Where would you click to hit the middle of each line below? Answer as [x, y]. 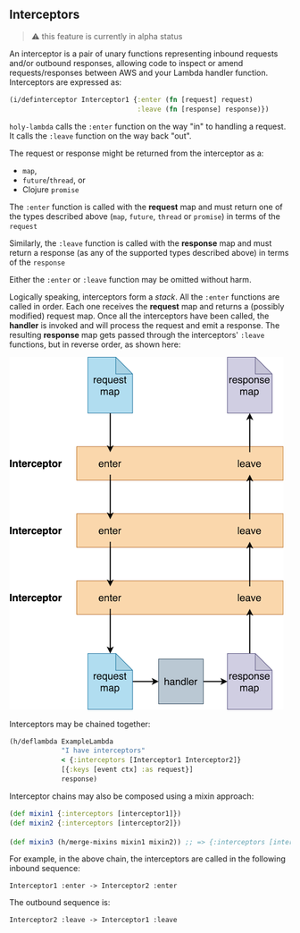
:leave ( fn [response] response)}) [203, 109]
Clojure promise [50, 189]
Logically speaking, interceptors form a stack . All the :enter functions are [145, 297]
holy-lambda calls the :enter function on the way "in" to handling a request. [148, 126]
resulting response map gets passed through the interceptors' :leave [137, 335]
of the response [37, 262]
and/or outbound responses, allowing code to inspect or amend [126, 63]
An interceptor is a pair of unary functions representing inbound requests [144, 54]
